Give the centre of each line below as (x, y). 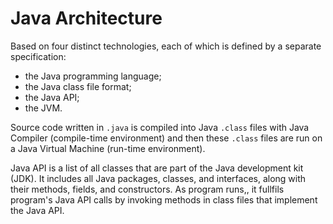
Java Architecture (86, 18)
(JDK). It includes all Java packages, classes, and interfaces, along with (158, 178)
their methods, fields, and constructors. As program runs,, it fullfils (147, 189)
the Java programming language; (93, 76)
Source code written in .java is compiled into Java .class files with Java (160, 127)
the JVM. (43, 108)
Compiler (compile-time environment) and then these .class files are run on (166, 138)
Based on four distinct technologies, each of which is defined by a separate (166, 46)
